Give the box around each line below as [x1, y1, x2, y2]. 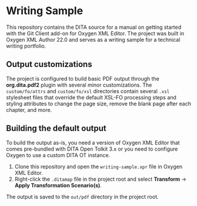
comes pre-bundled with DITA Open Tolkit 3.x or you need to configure [6, 145, 178, 152]
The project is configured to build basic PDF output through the [6, 75, 160, 82]
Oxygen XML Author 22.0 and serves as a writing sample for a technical [6, 36, 181, 43]
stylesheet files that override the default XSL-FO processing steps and [6, 94, 176, 101]
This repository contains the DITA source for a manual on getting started [6, 24, 182, 31]
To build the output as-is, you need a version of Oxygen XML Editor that [6, 139, 181, 146]
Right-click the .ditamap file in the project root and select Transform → [14, 175, 187, 182]
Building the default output [6, 124, 107, 134]
